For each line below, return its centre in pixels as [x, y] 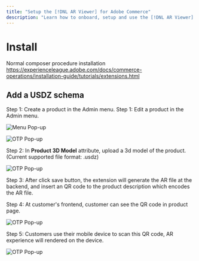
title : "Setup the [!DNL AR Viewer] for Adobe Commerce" [79, 12]
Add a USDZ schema [45, 95]
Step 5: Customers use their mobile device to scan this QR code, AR [90, 234]
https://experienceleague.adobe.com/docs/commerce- [74, 70]
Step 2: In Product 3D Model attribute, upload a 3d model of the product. [96, 151]
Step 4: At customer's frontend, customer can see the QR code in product [97, 205]
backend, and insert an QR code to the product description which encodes [98, 187]
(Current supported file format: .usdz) [53, 157]
